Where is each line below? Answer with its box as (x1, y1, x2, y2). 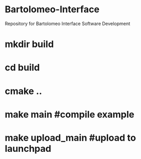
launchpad (5, 143, 52, 154)
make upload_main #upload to (5, 132, 136, 144)
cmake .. (5, 85, 42, 97)
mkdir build (5, 38, 54, 50)
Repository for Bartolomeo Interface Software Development (5, 20, 130, 27)
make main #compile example (5, 108, 134, 120)
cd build (5, 62, 40, 74)
